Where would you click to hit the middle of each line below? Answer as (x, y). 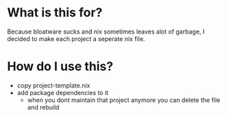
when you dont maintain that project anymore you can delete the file (124, 100)
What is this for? (55, 13)
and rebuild (43, 107)
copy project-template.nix (53, 85)
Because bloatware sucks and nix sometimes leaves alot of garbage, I (106, 31)
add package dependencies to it (62, 92)
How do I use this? (60, 67)
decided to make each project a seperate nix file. (76, 38)
